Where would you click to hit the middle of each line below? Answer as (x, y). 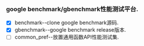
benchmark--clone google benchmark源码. (66, 23)
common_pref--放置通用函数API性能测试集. (67, 37)
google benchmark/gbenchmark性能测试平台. (72, 9)
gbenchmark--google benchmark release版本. (70, 30)
